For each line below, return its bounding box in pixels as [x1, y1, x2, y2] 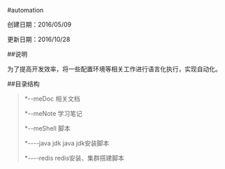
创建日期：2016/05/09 [7, 20, 72, 29]
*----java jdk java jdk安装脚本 [24, 139, 110, 147]
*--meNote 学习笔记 [24, 110, 82, 117]
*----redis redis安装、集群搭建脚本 [24, 154, 124, 162]
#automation [7, 6, 44, 14]
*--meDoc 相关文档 [24, 94, 80, 103]
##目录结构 [7, 80, 40, 88]
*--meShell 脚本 [24, 124, 71, 132]
